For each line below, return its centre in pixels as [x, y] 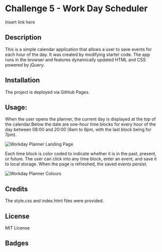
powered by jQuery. [25, 65]
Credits [17, 189]
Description [23, 37]
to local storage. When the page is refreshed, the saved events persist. [76, 164]
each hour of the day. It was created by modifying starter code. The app [78, 54]
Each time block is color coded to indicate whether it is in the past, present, [81, 154]
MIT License [18, 228]
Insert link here [20, 22]
